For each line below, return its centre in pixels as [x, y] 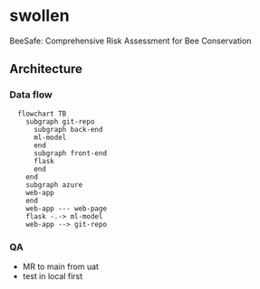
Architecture [46, 69]
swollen [39, 16]
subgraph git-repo [60, 121]
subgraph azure [54, 185]
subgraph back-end [68, 129]
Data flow [31, 95]
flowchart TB [42, 114]
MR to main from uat [61, 266]
